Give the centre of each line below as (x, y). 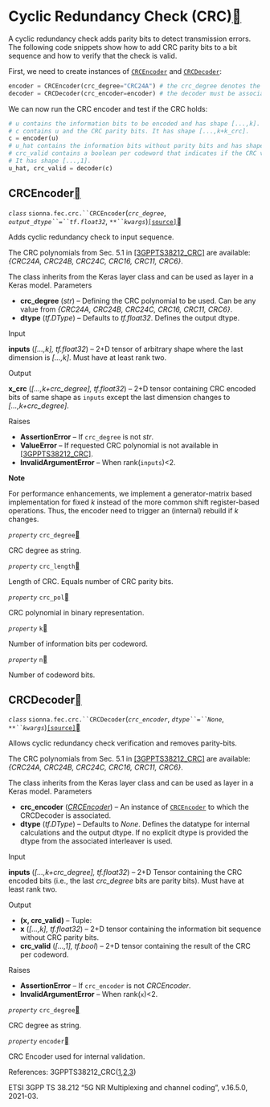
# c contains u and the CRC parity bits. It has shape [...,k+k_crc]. (129, 131)
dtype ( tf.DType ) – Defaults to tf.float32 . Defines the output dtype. (129, 317)
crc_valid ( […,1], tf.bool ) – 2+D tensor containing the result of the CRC (135, 946)
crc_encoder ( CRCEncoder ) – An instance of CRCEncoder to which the (134, 807)
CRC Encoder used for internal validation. (77, 1056)
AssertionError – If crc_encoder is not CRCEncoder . (105, 986)
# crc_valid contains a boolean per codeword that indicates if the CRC (133, 153)
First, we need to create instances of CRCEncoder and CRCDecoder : (115, 71)
